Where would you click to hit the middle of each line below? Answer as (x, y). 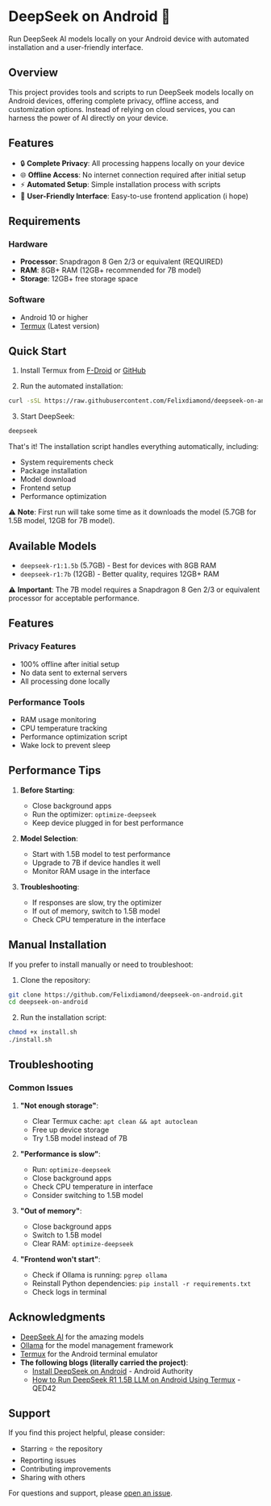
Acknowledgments (57, 1317)
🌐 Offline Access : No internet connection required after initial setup (133, 175)
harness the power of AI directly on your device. (88, 118)
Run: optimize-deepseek (71, 1169)
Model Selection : (49, 838)
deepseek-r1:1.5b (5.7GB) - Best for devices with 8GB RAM (118, 565)
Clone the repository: (55, 980)
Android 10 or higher (54, 317)
